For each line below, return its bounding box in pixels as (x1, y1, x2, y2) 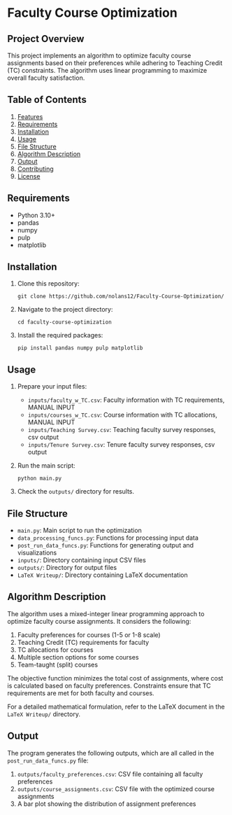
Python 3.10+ (17, 211, 56, 219)
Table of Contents (7, 94, 87, 106)
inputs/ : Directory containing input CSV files (17, 556, 147, 564)
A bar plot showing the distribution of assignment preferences (17, 800, 196, 808)
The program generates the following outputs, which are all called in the (7, 748, 215, 757)
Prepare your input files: (17, 382, 87, 391)
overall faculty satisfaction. (7, 74, 85, 82)
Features (17, 112, 43, 120)
